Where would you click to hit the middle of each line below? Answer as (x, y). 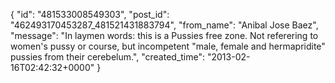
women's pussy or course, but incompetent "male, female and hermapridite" (168, 46)
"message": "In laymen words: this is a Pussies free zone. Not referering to (164, 35)
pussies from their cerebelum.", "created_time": (108, 57)
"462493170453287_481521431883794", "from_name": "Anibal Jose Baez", (164, 25)
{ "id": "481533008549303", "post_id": (90, 14)
